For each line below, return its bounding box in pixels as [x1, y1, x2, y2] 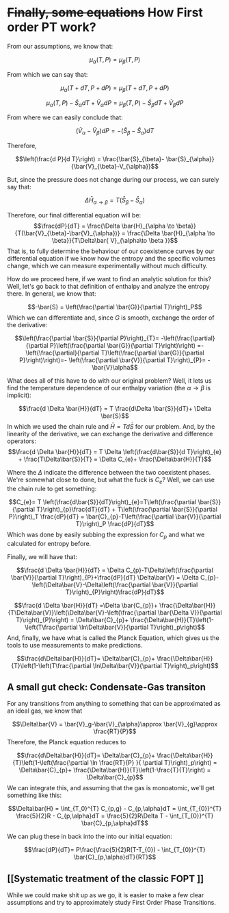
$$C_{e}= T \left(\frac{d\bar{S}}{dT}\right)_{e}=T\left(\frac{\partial [8, 497, 197, 506]
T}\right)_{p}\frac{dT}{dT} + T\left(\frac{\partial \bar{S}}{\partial [36, 505, 217, 513]
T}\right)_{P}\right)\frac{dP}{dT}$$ [65, 588, 165, 596]
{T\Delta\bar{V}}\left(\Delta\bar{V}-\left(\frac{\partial [8, 608, 157, 617]
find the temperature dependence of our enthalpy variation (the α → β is [7, 383, 211, 392]
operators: [7, 437, 36, 445]
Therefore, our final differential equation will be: [7, 211, 142, 219]
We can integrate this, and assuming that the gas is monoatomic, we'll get [7, 784, 215, 792]
